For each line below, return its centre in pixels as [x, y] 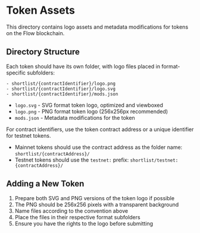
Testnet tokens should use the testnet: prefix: [72, 160]
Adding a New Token [45, 184]
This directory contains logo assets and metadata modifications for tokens [97, 27]
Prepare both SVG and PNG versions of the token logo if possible [94, 198]
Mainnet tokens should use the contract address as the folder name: [99, 147]
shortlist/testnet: [154, 160]
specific [16, 73]
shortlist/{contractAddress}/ [52, 154]
